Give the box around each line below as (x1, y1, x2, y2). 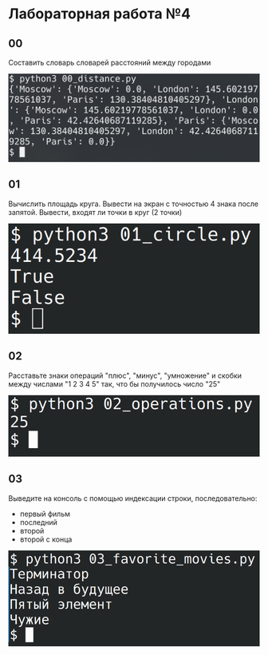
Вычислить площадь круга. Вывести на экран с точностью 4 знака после (8, 199, 259, 208)
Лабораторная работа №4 (8, 5, 191, 23)
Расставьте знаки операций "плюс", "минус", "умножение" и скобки (8, 371, 242, 380)
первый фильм (19, 509, 70, 518)
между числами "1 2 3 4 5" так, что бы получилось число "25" (8, 379, 221, 388)
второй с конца (19, 534, 73, 544)
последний (19, 517, 58, 527)
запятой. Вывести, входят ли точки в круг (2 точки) (8, 207, 183, 216)
